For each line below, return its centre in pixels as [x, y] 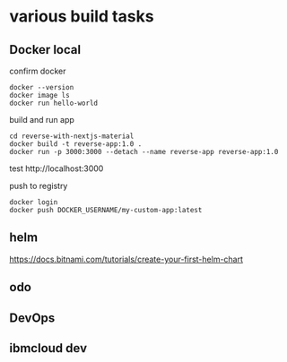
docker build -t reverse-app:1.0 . [76, 144]
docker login [34, 203]
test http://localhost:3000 [57, 168]
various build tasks [82, 17]
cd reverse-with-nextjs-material [72, 136]
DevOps [32, 318]
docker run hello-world [54, 103]
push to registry [39, 186]
